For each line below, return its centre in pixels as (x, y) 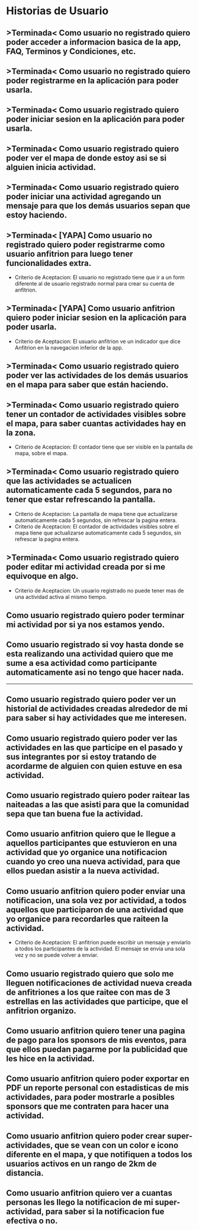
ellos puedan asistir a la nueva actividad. (83, 871)
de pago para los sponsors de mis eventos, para (96, 1040)
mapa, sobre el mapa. (41, 453)
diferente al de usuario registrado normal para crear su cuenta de (94, 283)
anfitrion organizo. (41, 1010)
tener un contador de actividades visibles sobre (96, 414)
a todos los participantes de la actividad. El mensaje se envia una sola (100, 949)
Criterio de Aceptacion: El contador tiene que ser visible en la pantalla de (104, 447)
